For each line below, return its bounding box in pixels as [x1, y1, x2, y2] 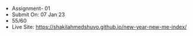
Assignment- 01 [11, 5, 50, 12]
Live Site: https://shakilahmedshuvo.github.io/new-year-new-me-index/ [11, 23, 187, 30]
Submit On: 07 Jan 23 [11, 11, 65, 18]
